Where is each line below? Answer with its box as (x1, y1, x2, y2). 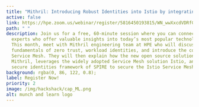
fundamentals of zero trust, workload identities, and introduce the (11, 48, 187, 53)
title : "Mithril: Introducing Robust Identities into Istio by (6, 8, 166, 15)
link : (6, 20, 20, 26)
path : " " (6, 25, 31, 32)
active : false (6, 14, 41, 20)
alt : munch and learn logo (6, 92, 73, 97)
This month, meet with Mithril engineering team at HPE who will (11, 42, 176, 48)
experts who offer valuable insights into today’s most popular (11, 36, 174, 42)
